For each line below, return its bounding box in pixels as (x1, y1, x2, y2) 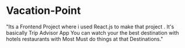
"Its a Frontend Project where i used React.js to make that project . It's (6, 23, 174, 30)
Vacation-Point (6, 4, 81, 17)
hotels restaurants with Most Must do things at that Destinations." (6, 35, 163, 42)
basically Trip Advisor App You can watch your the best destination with (6, 29, 179, 36)
